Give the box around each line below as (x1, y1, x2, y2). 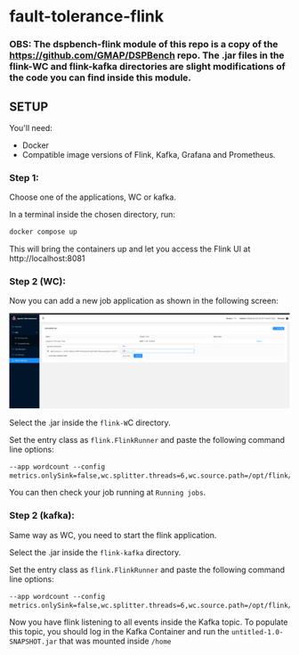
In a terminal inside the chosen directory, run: (9, 209, 176, 220)
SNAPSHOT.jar (9, 637, 58, 646)
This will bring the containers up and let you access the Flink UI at (9, 243, 251, 255)
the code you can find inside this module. (9, 71, 191, 84)
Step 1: (9, 171, 39, 184)
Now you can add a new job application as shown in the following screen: (9, 296, 279, 307)
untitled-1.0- (230, 627, 284, 636)
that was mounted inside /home (59, 635, 172, 646)
